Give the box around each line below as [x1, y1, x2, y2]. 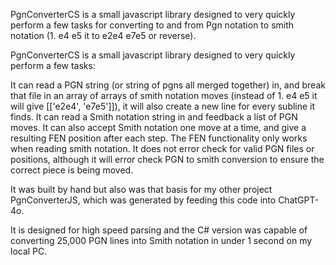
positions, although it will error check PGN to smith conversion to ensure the [10, 154, 325, 165]
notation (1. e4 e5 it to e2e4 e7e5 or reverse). [10, 30, 197, 41]
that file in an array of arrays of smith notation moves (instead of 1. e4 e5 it [10, 90, 318, 101]
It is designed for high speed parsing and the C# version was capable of [10, 224, 308, 236]
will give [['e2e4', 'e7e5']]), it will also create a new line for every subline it [10, 100, 316, 112]
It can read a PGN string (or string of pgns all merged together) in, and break [10, 79, 326, 91]
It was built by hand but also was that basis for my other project [10, 184, 273, 195]
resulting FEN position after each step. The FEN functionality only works [10, 132, 308, 144]
